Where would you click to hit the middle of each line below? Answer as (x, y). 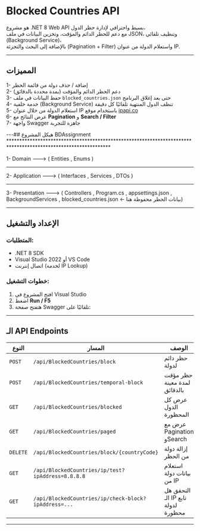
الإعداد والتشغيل (33, 223)
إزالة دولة (176, 448)
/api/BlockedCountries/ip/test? (79, 470)
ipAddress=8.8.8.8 (60, 476)
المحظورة (176, 414)
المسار (96, 348)
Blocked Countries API (63, 11)
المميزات (21, 70)
